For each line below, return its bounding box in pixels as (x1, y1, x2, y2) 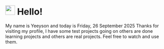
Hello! (17, 6, 43, 18)
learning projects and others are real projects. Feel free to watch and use (5, 33, 159, 39)
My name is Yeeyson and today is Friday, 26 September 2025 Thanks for (5, 23, 159, 29)
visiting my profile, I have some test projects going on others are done (5, 28, 153, 34)
